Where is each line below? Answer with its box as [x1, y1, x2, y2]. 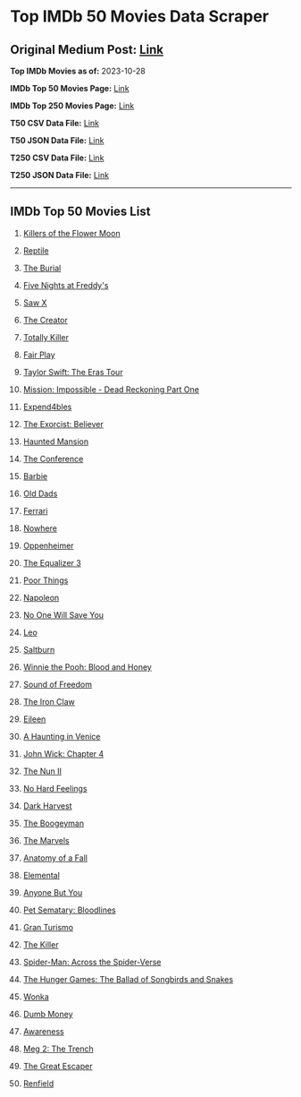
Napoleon [22, 592, 60, 603]
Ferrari [22, 505, 48, 516]
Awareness [22, 1025, 65, 1036]
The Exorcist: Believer [22, 418, 104, 429]
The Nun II [22, 766, 62, 776]
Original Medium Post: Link [10, 42, 164, 57]
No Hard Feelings [22, 783, 88, 793]
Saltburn [22, 644, 55, 655]
